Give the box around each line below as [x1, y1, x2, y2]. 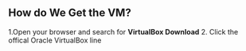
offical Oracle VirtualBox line [8, 35, 102, 45]
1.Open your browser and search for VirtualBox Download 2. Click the [8, 27, 239, 36]
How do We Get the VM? [8, 6, 131, 20]
